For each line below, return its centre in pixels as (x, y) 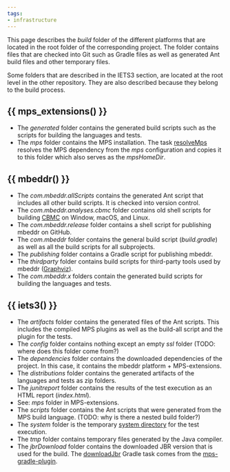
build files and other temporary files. (59, 61)
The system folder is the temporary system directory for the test (108, 424)
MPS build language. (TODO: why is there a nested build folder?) (109, 417)
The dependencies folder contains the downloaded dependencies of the (119, 358)
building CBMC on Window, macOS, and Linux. (83, 217)
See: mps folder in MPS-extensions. (68, 402)
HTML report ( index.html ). (54, 395)
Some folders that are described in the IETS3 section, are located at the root (115, 75)
